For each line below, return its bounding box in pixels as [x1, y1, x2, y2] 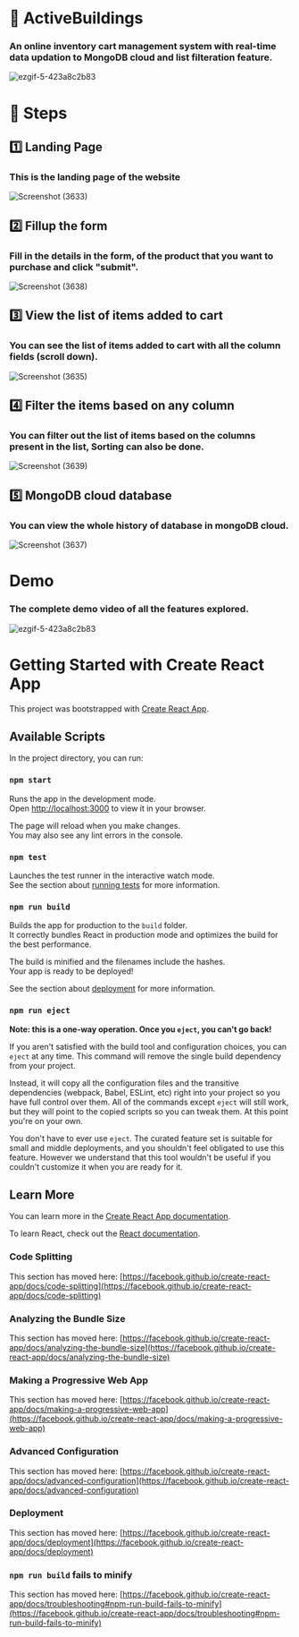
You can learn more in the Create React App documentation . [9, 1211, 231, 1222]
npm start [9, 775, 52, 786]
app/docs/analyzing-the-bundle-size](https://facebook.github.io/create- [9, 1342, 277, 1352]
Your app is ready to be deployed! [9, 966, 134, 976]
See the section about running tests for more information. [9, 879, 220, 890]
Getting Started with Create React [9, 654, 265, 675]
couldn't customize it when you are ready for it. [9, 1161, 183, 1172]
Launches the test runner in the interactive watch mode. [9, 870, 216, 881]
